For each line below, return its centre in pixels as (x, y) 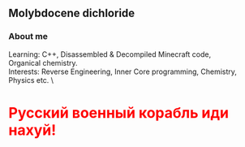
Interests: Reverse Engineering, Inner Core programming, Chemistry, (123, 71)
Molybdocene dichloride (72, 13)
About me (28, 37)
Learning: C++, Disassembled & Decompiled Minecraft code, (110, 54)
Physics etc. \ (31, 80)
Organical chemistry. (43, 63)
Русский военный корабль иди (119, 112)
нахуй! (32, 130)
